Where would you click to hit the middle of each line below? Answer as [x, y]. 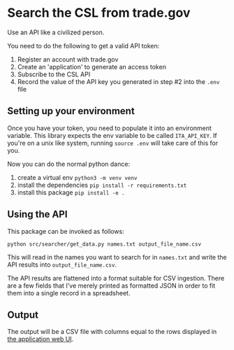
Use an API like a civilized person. [56, 32]
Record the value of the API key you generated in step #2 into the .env [118, 81]
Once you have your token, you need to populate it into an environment [109, 128]
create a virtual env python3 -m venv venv [77, 177]
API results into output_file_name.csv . [62, 265]
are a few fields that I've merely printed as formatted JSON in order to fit [111, 286]
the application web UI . [41, 339]
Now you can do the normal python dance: [69, 164]
